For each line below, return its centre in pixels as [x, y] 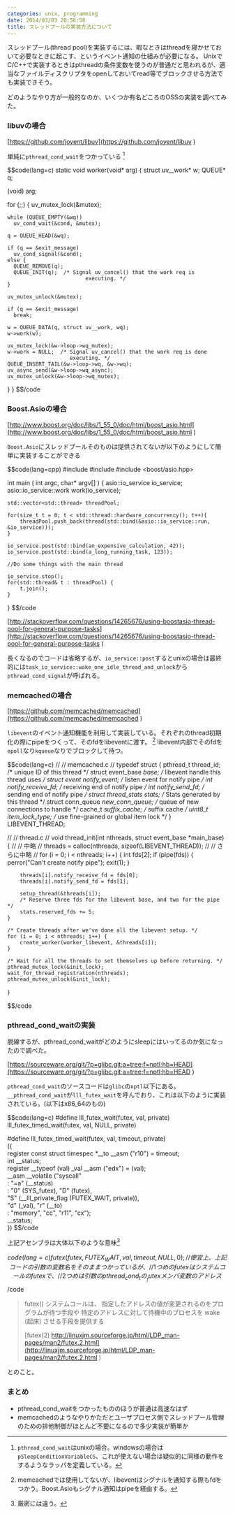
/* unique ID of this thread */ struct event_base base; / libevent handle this [114, 772]
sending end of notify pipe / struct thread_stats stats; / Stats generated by [114, 794]
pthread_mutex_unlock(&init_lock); [59, 979]
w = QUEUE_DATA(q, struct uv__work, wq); [68, 328]
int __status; [24, 1160]
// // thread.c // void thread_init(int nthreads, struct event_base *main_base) [116, 837]
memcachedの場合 [39, 695]
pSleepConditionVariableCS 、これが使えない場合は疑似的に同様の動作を [121, 1456]
